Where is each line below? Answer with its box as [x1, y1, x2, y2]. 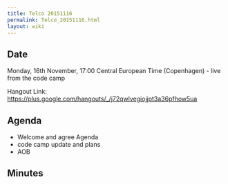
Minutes [7, 167, 44, 179]
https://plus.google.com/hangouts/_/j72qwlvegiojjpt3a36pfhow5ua [7, 94, 198, 103]
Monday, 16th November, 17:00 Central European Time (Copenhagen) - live [7, 67, 221, 75]
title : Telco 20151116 [7, 10, 73, 17]
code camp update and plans [17, 141, 101, 148]
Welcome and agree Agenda [17, 133, 99, 141]
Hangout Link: [7, 88, 47, 96]
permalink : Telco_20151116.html [7, 17, 100, 23]
